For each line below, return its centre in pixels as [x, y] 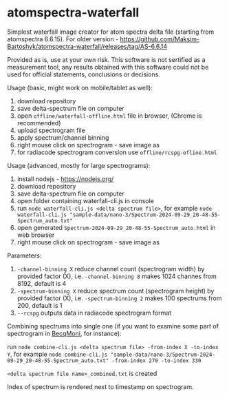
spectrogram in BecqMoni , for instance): [64, 333]
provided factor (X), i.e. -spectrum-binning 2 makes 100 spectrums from [119, 298]
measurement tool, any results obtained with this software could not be [108, 67]
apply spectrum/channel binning [63, 137]
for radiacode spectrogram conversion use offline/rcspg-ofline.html [117, 152]
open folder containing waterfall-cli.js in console [86, 200]
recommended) [39, 123]
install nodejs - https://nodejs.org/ [65, 179]
